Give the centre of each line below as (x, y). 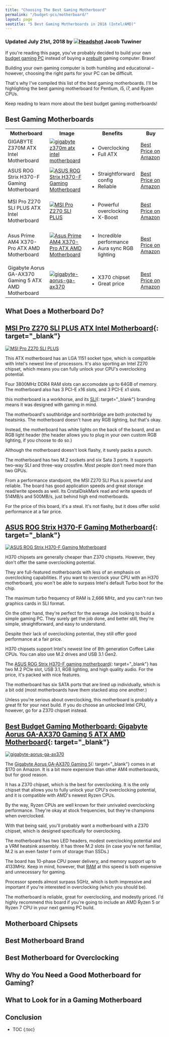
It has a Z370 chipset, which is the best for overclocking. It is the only (77, 785)
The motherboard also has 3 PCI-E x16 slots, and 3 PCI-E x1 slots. (73, 389)
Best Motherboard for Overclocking (62, 958)
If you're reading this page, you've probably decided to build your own (78, 53)
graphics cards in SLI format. (35, 603)
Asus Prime (21, 236)
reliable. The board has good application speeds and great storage (74, 486)
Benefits (113, 133)
